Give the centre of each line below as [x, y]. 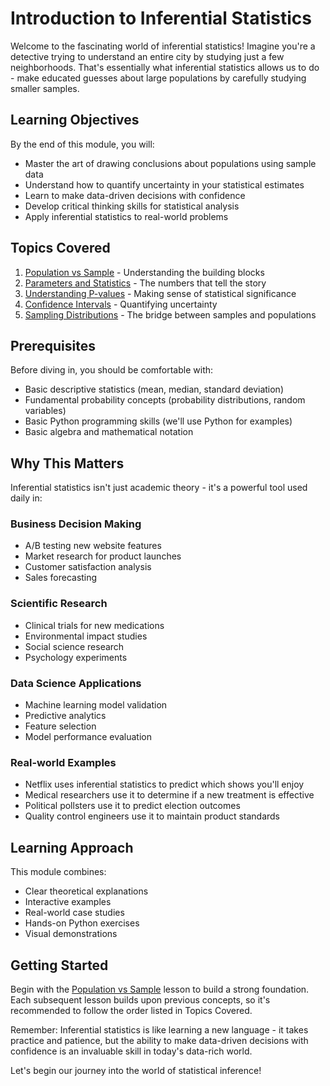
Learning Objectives [75, 120]
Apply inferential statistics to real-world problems [126, 216]
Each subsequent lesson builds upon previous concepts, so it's [140, 1000]
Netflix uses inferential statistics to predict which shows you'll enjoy [164, 784]
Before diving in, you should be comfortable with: [112, 370]
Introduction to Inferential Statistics [161, 18]
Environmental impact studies [86, 636]
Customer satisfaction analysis [88, 567]
